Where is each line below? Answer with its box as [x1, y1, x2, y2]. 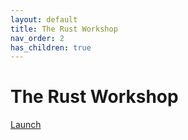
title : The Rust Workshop [10, 24, 118, 34]
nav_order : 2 [10, 33, 65, 43]
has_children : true [10, 42, 92, 53]
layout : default [10, 14, 78, 25]
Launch [10, 119, 42, 131]
